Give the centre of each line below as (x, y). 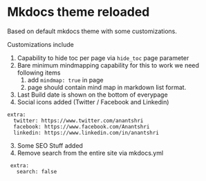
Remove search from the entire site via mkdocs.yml (90, 153)
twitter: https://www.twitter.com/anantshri (78, 121)
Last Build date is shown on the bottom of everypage (92, 95)
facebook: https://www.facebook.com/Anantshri (82, 126)
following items (39, 73)
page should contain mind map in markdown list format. (107, 87)
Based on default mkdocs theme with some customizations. (92, 31)
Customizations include (41, 44)
